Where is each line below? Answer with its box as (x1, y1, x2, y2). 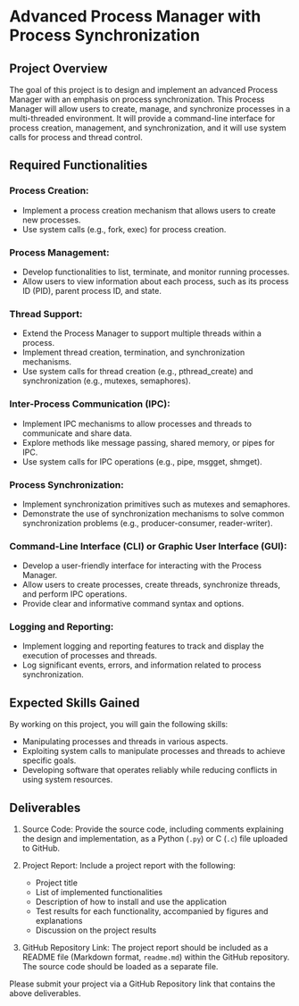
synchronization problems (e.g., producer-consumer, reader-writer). (21, 517, 273, 528)
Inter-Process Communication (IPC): (9, 398, 171, 410)
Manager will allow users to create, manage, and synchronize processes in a (9, 104, 291, 113)
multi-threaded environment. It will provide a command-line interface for (9, 113, 276, 123)
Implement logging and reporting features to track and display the (21, 641, 265, 651)
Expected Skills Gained (9, 695, 140, 710)
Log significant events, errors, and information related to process (21, 659, 262, 671)
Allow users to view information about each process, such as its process (21, 275, 289, 287)
